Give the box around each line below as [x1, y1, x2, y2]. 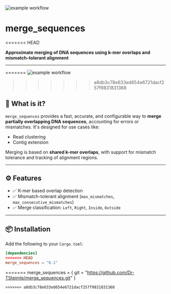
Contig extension [12, 139, 49, 145]
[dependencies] [5, 251, 38, 256]
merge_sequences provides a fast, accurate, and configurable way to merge [5, 113, 162, 119]
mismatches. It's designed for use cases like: [5, 124, 100, 130]
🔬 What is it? [5, 99, 46, 108]
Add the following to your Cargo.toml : [5, 241, 84, 247]
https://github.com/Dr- [87, 270, 135, 275]
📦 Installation [5, 225, 51, 233]
